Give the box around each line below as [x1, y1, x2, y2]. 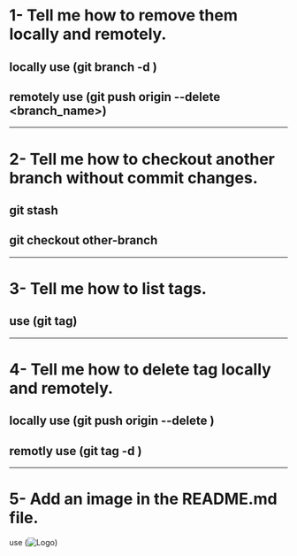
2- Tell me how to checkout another [9, 149, 276, 169]
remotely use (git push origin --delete [9, 89, 221, 104]
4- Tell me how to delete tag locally [9, 359, 271, 379]
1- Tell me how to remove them [9, 5, 239, 26]
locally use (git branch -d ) [9, 59, 157, 74]
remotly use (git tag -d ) [9, 444, 142, 459]
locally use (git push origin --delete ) [9, 413, 215, 429]
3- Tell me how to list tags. [9, 278, 208, 298]
